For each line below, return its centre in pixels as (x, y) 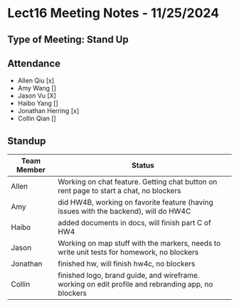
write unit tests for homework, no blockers (128, 252)
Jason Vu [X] (37, 96)
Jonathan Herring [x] (48, 111)
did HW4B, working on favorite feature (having (136, 202)
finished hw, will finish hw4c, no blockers (127, 264)
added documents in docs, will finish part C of (134, 223)
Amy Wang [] (37, 88)
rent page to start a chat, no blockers (119, 191)
